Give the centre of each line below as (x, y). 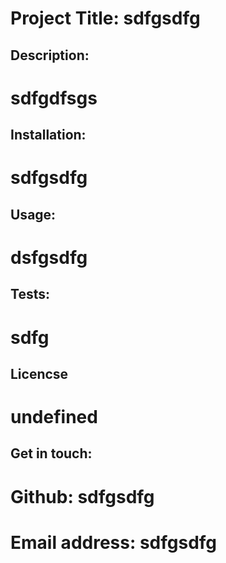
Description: (50, 55)
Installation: (48, 135)
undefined (54, 417)
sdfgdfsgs (54, 98)
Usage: (33, 214)
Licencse (39, 373)
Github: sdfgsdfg (82, 496)
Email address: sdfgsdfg (114, 542)
